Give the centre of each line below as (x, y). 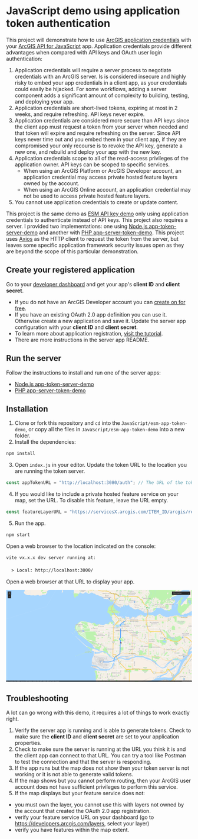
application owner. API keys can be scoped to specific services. (92, 164)
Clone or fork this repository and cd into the (67, 423)
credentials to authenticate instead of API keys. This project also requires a (97, 220)
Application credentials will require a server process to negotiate (93, 70)
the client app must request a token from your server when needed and (101, 127)
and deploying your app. (44, 101)
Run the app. (30, 523)
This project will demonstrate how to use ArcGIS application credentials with (99, 40)
